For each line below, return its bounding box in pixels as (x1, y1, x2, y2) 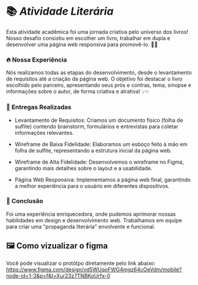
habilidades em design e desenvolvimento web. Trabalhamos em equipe (6, 216, 182, 224)
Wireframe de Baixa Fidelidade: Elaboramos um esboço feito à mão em (14, 140, 188, 148)
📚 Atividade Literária (6, 5, 114, 18)
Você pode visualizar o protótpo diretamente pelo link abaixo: (6, 260, 155, 267)
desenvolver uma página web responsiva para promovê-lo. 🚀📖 (6, 41, 158, 48)
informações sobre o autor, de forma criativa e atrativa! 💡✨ (6, 88, 150, 95)
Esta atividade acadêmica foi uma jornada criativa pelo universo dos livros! (6, 28, 189, 35)
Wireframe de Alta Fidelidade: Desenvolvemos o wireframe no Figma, (14, 158, 184, 166)
